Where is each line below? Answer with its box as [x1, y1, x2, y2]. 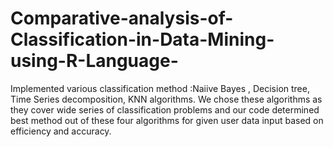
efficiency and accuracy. [10, 125, 112, 137]
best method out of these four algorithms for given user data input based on [10, 114, 324, 126]
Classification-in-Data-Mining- [10, 28, 275, 51]
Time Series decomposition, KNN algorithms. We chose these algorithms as [10, 93, 323, 105]
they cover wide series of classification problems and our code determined [10, 103, 320, 116]
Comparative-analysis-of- [10, 7, 234, 30]
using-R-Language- [10, 50, 179, 72]
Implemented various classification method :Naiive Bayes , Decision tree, [10, 82, 310, 94]
